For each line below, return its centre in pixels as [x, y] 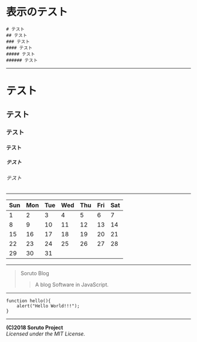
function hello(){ [28, 301]
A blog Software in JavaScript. [72, 285]
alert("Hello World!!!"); [48, 306]
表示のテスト [37, 12]
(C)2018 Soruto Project [35, 327]
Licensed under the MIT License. [46, 333]
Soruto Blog [35, 273]
